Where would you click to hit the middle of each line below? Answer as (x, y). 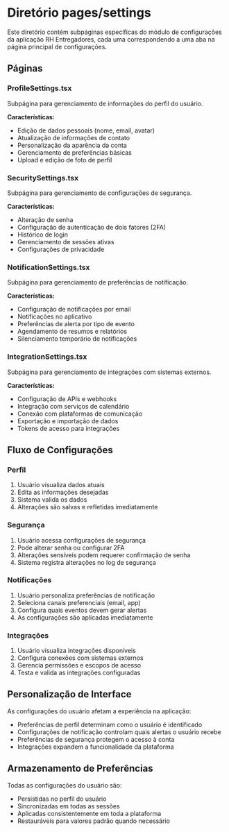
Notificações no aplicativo (54, 316)
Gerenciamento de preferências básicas (74, 152)
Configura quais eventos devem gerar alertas (82, 610)
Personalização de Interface (69, 694)
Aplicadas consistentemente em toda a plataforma (89, 813)
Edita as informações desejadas (63, 492)
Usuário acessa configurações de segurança (82, 540)
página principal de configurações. (57, 46)
